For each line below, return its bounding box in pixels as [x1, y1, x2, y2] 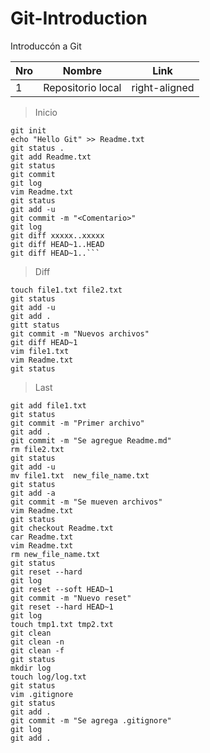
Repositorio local [43, 80, 122, 94]
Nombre [62, 63, 102, 77]
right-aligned [131, 80, 195, 94]
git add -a [10, 488, 56, 498]
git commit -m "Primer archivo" [10, 418, 145, 428]
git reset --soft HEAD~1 [10, 584, 114, 594]
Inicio [34, 106, 58, 118]
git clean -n [10, 637, 65, 647]
